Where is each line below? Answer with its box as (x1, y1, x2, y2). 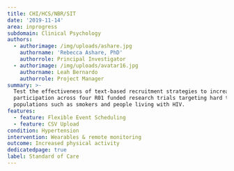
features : (7, 107, 36, 114)
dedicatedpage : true (7, 147, 68, 154)
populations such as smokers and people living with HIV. (13, 101, 186, 108)
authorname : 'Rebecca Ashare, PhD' (19, 50, 123, 57)
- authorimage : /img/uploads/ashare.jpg (13, 43, 132, 50)
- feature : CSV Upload (13, 120, 79, 128)
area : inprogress (7, 23, 58, 30)
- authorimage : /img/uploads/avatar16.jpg (13, 62, 139, 69)
